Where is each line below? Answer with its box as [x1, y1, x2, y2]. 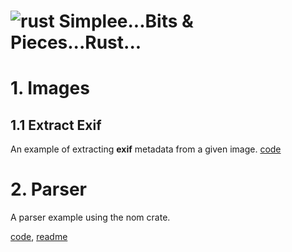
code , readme [10, 231, 68, 243]
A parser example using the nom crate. [10, 211, 171, 224]
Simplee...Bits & [58, 10, 194, 33]
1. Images [10, 77, 90, 100]
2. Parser [10, 178, 87, 201]
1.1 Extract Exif [10, 116, 102, 134]
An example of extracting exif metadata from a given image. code [10, 143, 282, 155]
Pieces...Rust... [10, 31, 142, 54]
